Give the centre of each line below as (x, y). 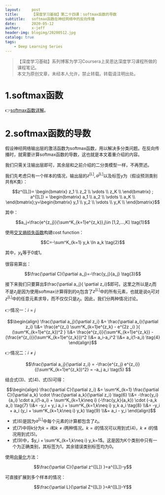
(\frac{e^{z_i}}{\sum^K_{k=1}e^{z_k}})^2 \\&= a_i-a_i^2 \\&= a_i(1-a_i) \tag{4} (83, 337)
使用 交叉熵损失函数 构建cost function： (44, 233)
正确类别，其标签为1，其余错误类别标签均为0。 (69, 446)
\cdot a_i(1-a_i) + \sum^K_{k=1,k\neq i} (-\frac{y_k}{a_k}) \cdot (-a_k (88, 400)
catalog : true (20, 38)
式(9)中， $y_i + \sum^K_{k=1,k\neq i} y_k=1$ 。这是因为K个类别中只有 (82, 441)
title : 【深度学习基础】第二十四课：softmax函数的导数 (61, 14)
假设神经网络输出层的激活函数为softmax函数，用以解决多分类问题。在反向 (80, 148)
